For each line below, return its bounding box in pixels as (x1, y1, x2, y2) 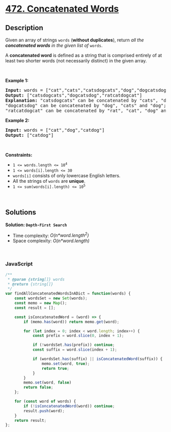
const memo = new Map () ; (14, 301, 67, 306)
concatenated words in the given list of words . (5, 42, 103, 49)
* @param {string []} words (7, 277, 65, 282)
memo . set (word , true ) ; (41, 361, 90, 366)
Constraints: (5, 152, 33, 158)
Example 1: (5, 78, 29, 83)
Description (5, 23, 43, 32)
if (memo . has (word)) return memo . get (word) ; (23, 319, 120, 324)
